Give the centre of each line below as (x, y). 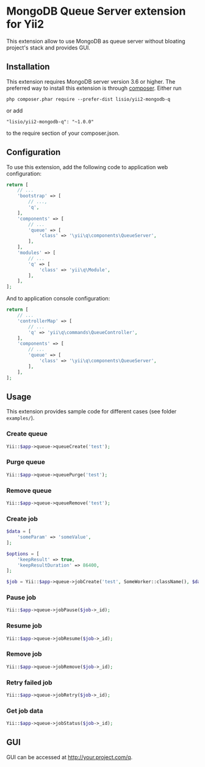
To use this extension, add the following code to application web (87, 167)
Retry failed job (30, 682)
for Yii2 (25, 24)
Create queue (27, 434)
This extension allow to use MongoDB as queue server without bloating (96, 41)
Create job (22, 518)
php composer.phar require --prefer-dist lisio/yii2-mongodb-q (88, 99)
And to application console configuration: (58, 299)
